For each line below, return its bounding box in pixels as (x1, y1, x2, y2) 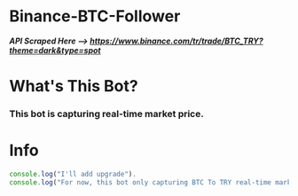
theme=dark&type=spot (9, 44, 101, 55)
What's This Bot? (9, 76, 139, 97)
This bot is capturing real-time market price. (9, 108, 204, 121)
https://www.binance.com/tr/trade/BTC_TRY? (90, 35, 263, 46)
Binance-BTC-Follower (9, 6, 181, 27)
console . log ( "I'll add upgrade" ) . (9, 169, 137, 178)
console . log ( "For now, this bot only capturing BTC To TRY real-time (9, 177, 272, 187)
